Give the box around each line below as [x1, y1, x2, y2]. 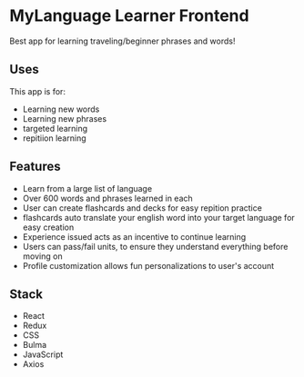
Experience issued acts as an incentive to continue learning [22, 231, 247, 242]
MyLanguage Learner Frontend [9, 5, 249, 26]
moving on [22, 251, 63, 262]
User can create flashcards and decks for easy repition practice [22, 202, 262, 213]
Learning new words [22, 104, 100, 114]
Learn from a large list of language [22, 183, 153, 193]
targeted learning [22, 123, 88, 134]
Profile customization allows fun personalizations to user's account [22, 260, 275, 271]
